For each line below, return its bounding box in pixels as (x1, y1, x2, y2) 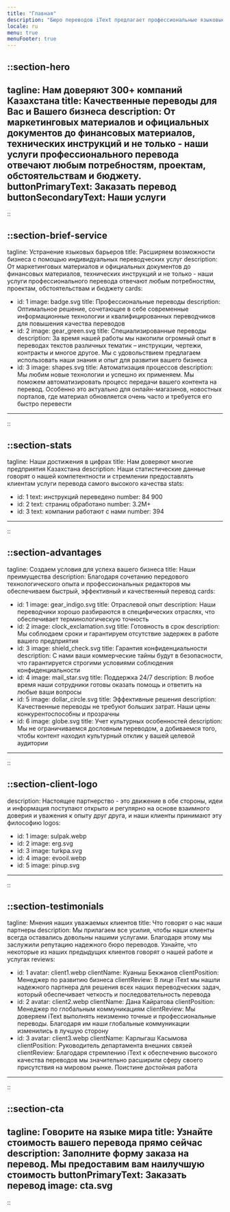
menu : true (7, 29, 38, 36)
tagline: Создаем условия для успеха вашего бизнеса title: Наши (7, 565, 196, 573)
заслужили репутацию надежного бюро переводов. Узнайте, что (7, 941, 197, 949)
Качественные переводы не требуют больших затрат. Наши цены (16, 702, 211, 710)
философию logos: (7, 818, 61, 827)
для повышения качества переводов (16, 320, 125, 328)
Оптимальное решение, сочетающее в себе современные (16, 305, 189, 313)
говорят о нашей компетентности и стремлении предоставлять (7, 471, 194, 480)
